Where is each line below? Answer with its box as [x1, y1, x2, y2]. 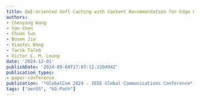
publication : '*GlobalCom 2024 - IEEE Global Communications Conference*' [6, 81, 196, 87]
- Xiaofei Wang [6, 42, 44, 48]
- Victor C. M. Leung [6, 53, 60, 59]
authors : [6, 14, 28, 20]
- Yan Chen [6, 25, 33, 31]
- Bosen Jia [6, 36, 36, 42]
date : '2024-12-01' [6, 58, 55, 64]
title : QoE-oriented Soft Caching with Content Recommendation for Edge [6, 8, 190, 15]
